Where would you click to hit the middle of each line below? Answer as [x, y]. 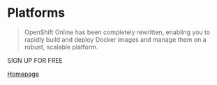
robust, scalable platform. [61, 47]
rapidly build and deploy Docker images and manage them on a [115, 39]
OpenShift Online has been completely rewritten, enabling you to [117, 32]
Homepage [23, 74]
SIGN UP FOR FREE [35, 60]
